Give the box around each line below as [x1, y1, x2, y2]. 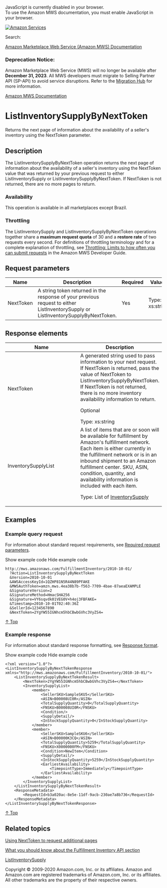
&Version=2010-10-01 [9, 575, 52, 580]
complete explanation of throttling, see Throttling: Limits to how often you [5, 244, 156, 251]
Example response [5, 631, 51, 638]
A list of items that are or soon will [80, 426, 160, 433]
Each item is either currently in [80, 445, 152, 452]
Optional [80, 407, 100, 414]
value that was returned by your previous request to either [5, 170, 124, 176]
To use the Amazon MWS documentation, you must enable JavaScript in [5, 9, 154, 15]
